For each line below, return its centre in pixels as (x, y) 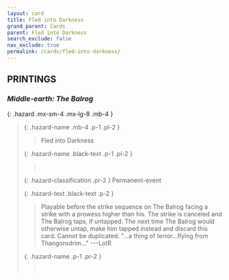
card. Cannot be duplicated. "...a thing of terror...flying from (124, 236)
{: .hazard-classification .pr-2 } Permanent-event (93, 180)
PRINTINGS (32, 79)
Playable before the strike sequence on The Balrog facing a (124, 207)
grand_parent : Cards (37, 26)
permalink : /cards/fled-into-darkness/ (64, 52)
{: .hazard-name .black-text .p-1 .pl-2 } (78, 153)
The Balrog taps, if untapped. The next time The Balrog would (128, 221)
